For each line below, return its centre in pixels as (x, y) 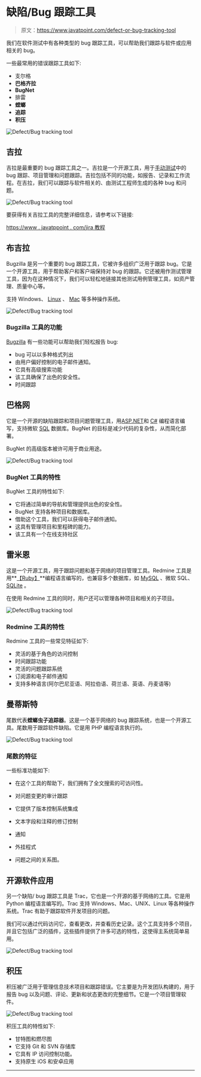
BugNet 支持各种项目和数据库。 (54, 511)
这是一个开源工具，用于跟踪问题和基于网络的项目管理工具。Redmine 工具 (96, 570)
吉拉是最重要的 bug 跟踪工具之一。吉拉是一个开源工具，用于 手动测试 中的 (96, 167)
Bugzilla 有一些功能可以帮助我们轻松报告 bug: (62, 341)
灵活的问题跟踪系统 (39, 669)
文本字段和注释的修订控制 (46, 821)
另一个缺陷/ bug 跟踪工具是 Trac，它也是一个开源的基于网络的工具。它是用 (98, 896)
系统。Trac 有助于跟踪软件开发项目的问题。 (60, 911)
